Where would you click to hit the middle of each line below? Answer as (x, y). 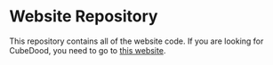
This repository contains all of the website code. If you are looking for (136, 41)
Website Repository (84, 16)
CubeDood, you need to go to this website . (88, 50)
